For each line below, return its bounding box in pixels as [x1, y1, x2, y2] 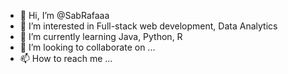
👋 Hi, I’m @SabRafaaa [19, 10, 110, 21]
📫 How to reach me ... [19, 53, 113, 64]
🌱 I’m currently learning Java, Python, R [19, 31, 183, 42]
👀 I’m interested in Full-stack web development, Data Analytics [19, 20, 278, 32]
